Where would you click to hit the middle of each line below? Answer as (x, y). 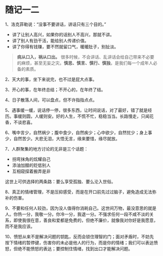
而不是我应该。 (20, 226)
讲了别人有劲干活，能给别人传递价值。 (50, 40)
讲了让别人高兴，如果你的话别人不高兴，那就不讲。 (63, 34)
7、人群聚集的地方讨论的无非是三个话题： (47, 149)
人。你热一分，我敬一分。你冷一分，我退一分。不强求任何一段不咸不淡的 (77, 214)
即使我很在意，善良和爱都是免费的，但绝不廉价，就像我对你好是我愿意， (86, 220)
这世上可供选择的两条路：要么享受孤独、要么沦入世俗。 (60, 181)
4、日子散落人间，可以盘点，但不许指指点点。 (51, 100)
